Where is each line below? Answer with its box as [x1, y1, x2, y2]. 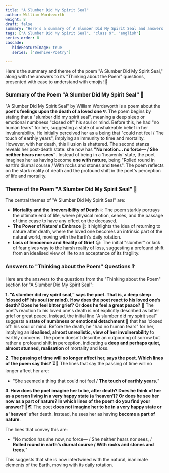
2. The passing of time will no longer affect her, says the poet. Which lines [5, 355, 163, 361]
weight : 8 [5, 17, 26, 22]
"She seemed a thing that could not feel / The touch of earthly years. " [12, 377, 160, 384]
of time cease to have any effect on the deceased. [12, 218, 118, 224]
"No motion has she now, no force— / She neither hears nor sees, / [12, 436, 152, 442]
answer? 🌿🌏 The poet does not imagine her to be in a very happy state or [5, 404, 162, 410]
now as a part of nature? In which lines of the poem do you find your [5, 398, 150, 404]
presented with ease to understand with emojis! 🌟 [5, 79, 108, 85]
